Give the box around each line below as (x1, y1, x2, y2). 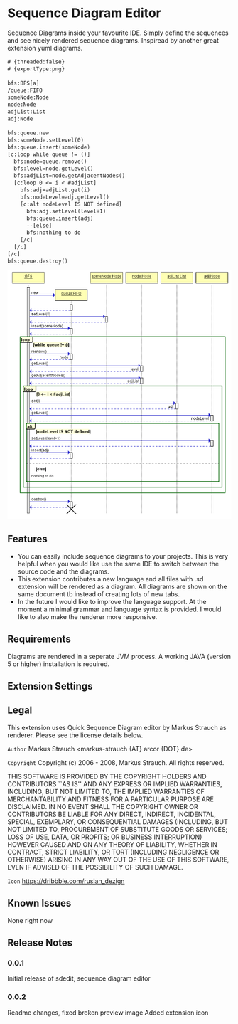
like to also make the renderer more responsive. (17, 612, 158, 621)
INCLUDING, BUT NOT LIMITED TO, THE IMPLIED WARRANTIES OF (7, 787, 205, 796)
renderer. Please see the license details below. (7, 731, 144, 739)
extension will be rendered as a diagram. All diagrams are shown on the (17, 582, 227, 591)
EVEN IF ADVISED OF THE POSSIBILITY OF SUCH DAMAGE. (7, 862, 183, 871)
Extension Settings (7, 680, 93, 692)
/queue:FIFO (7, 87, 43, 94)
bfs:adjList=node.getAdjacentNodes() (13, 172, 126, 179)
